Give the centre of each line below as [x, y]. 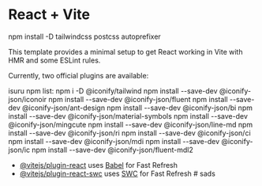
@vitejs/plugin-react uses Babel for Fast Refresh [99, 165]
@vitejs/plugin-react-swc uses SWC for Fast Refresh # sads [117, 173]
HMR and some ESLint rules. [54, 60]
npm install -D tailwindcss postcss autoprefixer [85, 36]
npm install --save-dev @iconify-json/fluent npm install [138, 99]
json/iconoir [28, 99]
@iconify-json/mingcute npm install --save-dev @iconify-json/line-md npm [131, 124]
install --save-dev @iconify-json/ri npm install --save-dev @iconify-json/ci [129, 133]
